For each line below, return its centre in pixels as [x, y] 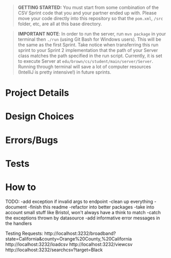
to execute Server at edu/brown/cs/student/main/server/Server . [85, 61]
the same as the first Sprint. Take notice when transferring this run [88, 45]
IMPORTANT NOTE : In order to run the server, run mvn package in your [92, 34]
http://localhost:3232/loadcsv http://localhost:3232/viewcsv [69, 244]
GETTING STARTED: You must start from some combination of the [88, 7]
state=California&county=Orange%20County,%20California [69, 238]
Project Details [37, 93]
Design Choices [40, 117]
